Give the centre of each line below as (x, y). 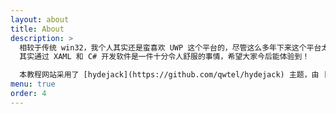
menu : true (33, 84)
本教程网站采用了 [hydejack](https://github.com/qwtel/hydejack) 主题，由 (169, 75)
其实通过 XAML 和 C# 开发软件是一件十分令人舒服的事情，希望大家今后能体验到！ (164, 57)
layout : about (40, 19)
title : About (37, 29)
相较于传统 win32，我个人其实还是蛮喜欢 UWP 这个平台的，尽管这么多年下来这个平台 (170, 47)
